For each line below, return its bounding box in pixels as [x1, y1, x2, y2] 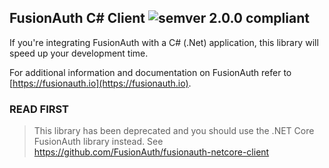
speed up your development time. [9, 47, 149, 59]
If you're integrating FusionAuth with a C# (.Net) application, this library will [9, 36, 319, 48]
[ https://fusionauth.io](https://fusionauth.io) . [9, 77, 192, 89]
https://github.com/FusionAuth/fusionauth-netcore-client [33, 146, 270, 158]
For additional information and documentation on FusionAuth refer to [9, 66, 292, 78]
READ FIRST [9, 102, 70, 116]
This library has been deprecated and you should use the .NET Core [33, 125, 315, 137]
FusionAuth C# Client [9, 10, 146, 27]
